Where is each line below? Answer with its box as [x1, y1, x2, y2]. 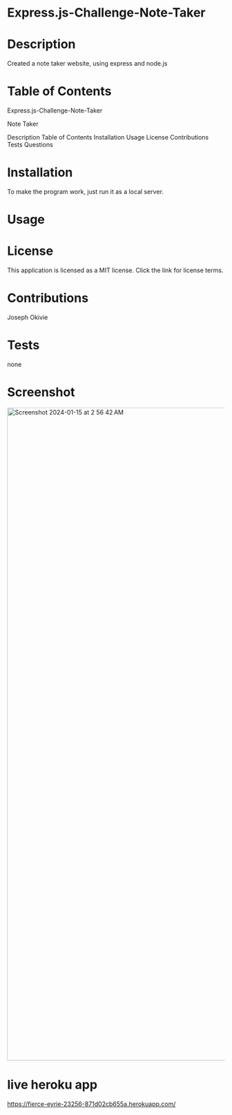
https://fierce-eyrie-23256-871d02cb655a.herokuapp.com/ [7, 1100, 176, 1108]
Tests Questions [7, 140, 53, 149]
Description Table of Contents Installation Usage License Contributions [7, 133, 209, 142]
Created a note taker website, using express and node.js [7, 59, 168, 68]
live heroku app [7, 1077, 98, 1093]
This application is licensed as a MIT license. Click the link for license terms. [7, 266, 224, 274]
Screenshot [7, 385, 75, 400]
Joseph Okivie [7, 313, 48, 322]
